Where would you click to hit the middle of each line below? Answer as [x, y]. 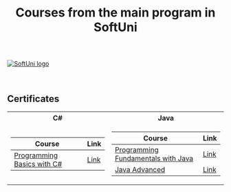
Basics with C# [38, 164]
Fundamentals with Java [154, 158]
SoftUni [115, 27]
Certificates [33, 99]
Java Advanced [140, 170]
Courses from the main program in [115, 13]
